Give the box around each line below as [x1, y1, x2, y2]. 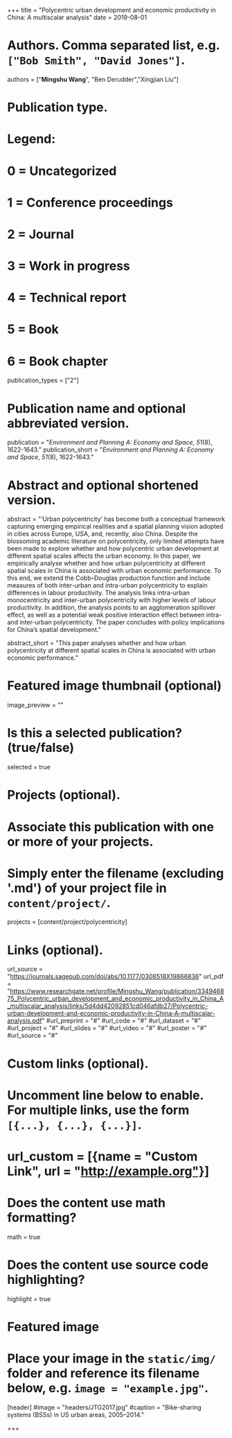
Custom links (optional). [7, 1056, 149, 1071]
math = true [7, 1233, 41, 1241]
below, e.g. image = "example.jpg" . [7, 1380, 209, 1396]
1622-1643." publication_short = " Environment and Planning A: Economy [7, 445, 214, 454]
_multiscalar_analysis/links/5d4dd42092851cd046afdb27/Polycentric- [7, 1002, 208, 1010]
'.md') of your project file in [7, 880, 168, 896]
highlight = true [7, 1294, 51, 1303]
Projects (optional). [7, 787, 121, 803]
